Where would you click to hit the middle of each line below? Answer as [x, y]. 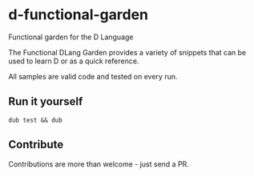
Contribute [36, 145]
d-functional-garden [79, 15]
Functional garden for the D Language [71, 37]
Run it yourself [46, 102]
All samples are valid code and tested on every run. [93, 76]
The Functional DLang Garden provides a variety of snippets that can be [127, 52]
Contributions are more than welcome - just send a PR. [99, 164]
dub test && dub [35, 120]
